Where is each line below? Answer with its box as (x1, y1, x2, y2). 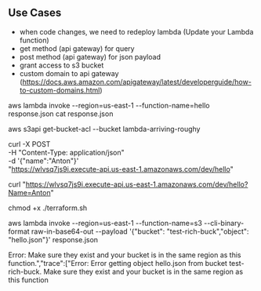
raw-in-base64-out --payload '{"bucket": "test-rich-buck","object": (31, 227, 249, 236)
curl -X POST (8, 139, 51, 148)
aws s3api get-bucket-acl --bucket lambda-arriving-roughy (8, 124, 201, 133)
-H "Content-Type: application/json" (8, 147, 125, 157)
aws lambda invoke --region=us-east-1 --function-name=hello (8, 100, 210, 110)
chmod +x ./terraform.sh (8, 203, 88, 213)
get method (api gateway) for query (19, 43, 135, 53)
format (8, 227, 30, 236)
